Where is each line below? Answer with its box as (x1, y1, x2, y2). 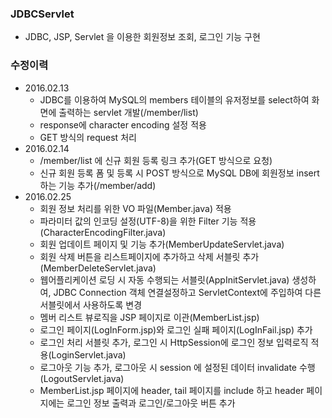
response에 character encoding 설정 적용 (39, 118, 207, 131)
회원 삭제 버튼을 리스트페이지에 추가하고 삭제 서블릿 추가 (39, 250, 260, 262)
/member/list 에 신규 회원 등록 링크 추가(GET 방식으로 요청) (39, 154, 273, 166)
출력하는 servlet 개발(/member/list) (58, 106, 199, 118)
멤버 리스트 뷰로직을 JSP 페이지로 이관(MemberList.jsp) (39, 311, 260, 323)
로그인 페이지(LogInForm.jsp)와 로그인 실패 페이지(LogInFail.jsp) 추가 (39, 323, 313, 336)
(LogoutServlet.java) (39, 372, 125, 384)
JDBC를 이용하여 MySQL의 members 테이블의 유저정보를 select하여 (39, 93, 310, 106)
